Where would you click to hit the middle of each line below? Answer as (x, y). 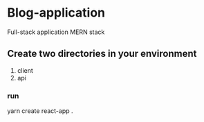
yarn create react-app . (40, 111)
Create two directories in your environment (102, 54)
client (25, 70)
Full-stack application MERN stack (56, 32)
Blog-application (56, 13)
